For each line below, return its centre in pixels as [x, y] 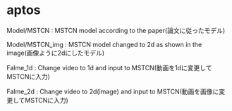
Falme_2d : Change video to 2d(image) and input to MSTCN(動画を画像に [113, 91]
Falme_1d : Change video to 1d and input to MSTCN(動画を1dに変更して [109, 67]
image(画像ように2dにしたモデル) [56, 53]
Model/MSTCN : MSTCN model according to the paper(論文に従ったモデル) [116, 30]
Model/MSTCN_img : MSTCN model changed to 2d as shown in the [104, 44]
